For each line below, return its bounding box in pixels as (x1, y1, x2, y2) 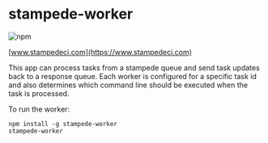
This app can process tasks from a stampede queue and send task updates (8, 62, 261, 73)
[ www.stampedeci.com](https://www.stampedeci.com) (8, 47, 193, 57)
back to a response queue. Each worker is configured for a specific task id (8, 71, 257, 81)
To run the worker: (8, 104, 70, 114)
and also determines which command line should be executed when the (8, 80, 249, 90)
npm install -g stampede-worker (8, 120, 117, 128)
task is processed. (8, 88, 70, 98)
